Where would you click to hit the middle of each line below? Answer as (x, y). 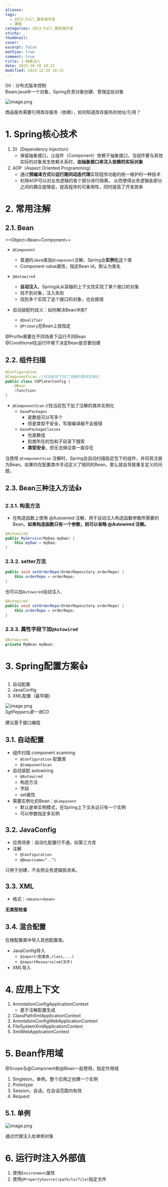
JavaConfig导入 (29, 951)
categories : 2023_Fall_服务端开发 (39, 29)
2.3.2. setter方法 (26, 561)
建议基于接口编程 (23, 722)
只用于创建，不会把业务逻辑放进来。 (43, 870)
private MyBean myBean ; (30, 644)
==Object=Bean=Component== (38, 240)
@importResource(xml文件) (46, 962)
